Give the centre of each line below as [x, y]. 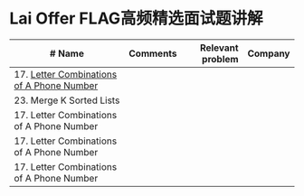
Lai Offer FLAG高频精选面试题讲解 [137, 19]
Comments [153, 53]
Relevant [219, 48]
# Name [66, 53]
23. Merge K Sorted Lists [67, 100]
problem [220, 59]
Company [269, 53]
